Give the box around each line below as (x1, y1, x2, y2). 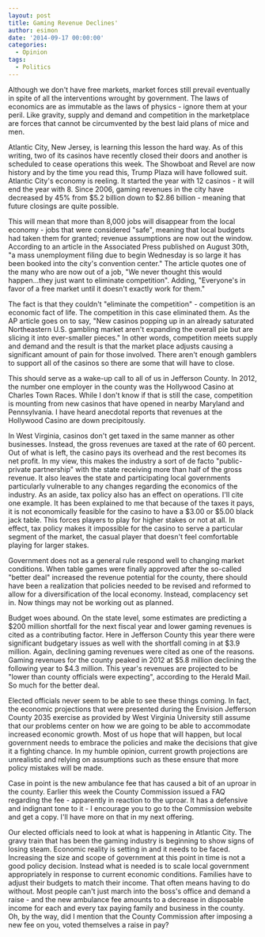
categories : (8, 41, 47, 49)
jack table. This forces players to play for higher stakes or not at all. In (8, 515, 236, 524)
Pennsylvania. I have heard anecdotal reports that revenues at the (8, 407, 223, 417)
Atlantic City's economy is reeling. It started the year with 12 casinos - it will (8, 176, 255, 185)
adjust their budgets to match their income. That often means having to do (8, 878, 251, 887)
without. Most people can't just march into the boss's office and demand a (8, 886, 251, 896)
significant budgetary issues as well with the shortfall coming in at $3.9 (8, 638, 240, 648)
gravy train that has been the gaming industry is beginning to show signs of (8, 836, 255, 845)
